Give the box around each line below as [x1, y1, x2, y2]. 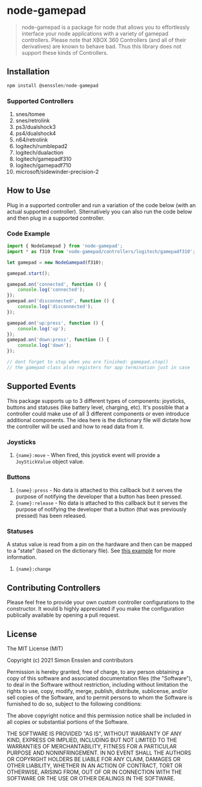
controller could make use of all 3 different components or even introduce [7, 410, 190, 417]
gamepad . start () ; [7, 270, 50, 276]
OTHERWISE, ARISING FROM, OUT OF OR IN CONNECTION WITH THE [7, 768, 182, 776]
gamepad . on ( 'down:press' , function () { [7, 337, 110, 343]
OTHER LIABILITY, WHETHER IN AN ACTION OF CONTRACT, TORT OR [7, 762, 182, 770]
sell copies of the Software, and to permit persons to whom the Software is [7, 694, 193, 701]
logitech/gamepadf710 [15, 161, 72, 169]
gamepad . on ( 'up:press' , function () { [7, 320, 104, 326]
